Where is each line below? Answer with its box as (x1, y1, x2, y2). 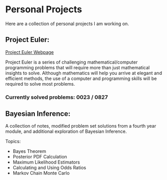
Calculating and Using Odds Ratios (12, 165, 86, 171)
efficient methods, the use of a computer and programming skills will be (5, 75, 157, 82)
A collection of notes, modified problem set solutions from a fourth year (5, 123, 156, 129)
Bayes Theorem (12, 148, 47, 154)
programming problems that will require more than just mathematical (5, 64, 150, 70)
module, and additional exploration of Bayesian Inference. (5, 128, 127, 134)
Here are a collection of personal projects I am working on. (5, 21, 129, 27)
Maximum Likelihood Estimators (12, 159, 80, 165)
